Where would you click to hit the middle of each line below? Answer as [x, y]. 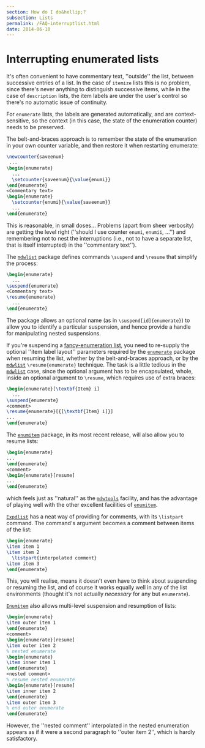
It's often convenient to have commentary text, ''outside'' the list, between [100, 77]
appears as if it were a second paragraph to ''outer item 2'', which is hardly [101, 732]
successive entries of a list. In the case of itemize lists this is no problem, [99, 83]
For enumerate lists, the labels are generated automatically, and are [90, 114]
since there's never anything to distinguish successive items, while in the [98, 89]
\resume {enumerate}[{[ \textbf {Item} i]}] [60, 412]
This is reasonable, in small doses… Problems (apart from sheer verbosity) [100, 225]
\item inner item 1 [31, 663]
